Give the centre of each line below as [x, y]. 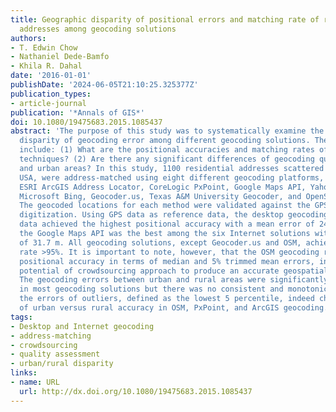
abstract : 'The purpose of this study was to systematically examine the [167, 131]
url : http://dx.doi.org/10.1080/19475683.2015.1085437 [136, 391]
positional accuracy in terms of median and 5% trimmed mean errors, [167, 261]
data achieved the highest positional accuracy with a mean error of [167, 224]
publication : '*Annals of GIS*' [77, 112]
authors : [28, 38]
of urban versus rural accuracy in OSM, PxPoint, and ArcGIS [149, 308]
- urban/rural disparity [62, 364]
